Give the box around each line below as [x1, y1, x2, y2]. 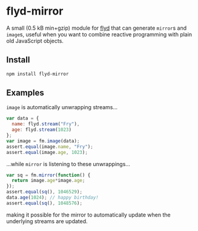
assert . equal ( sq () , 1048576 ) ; [6, 200, 83, 206]
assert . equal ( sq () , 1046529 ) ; [6, 189, 83, 195]
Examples [6, 88, 44, 98]
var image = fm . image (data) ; [6, 138, 80, 144]
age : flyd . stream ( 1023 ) [12, 127, 71, 133]
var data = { [6, 115, 39, 122]
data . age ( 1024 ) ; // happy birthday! [6, 195, 99, 201]
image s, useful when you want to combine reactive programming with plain [6, 30, 193, 38]
